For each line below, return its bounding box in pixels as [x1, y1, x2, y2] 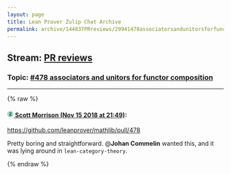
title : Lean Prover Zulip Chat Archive [7, 18, 122, 25]
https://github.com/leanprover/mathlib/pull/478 [7, 126, 141, 134]
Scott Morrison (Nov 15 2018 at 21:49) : [14, 111, 127, 119]
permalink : [7, 25, 38, 32]
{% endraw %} [7, 160, 49, 168]
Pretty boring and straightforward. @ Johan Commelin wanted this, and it [7, 140, 214, 148]
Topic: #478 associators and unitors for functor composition [7, 72, 213, 82]
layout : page [7, 11, 45, 18]
